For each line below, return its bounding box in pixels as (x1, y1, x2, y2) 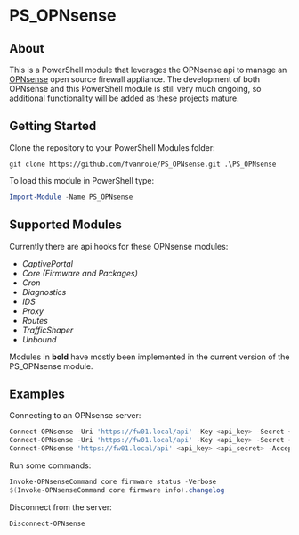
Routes (21, 315, 49, 325)
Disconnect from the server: (9, 501, 113, 513)
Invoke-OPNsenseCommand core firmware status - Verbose (9, 477, 217, 486)
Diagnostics (21, 286, 67, 297)
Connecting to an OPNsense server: (9, 410, 141, 421)
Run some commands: (9, 460, 92, 471)
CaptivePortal (21, 258, 74, 268)
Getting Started (9, 119, 97, 134)
